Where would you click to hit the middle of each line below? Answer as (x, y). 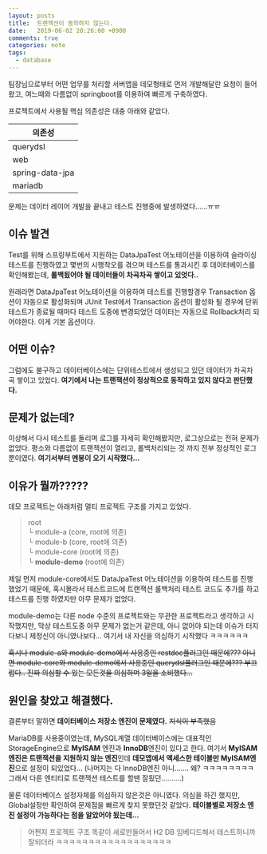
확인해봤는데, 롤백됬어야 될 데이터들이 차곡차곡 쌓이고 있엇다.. (104, 274)
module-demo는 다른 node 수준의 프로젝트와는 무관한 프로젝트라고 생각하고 (127, 616)
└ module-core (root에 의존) (73, 552)
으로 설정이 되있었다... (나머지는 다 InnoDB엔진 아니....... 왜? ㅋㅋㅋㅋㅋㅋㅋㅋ (134, 768)
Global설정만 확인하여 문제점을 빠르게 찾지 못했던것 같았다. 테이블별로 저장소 (127, 804)
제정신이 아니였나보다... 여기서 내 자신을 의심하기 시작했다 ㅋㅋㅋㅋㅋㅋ (139, 636)
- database (33, 61)
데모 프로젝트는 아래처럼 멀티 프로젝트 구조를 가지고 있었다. (100, 506)
